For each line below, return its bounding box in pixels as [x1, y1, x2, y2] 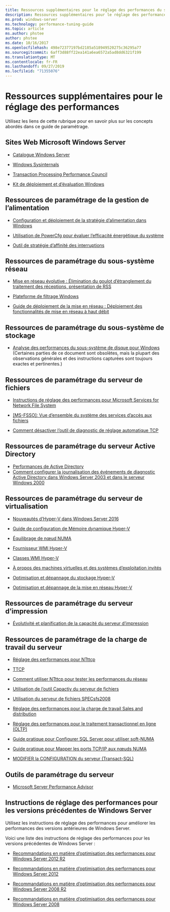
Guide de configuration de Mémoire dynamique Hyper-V [12, 525, 131, 531]
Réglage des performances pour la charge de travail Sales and [12, 706, 143, 712]
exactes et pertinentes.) [12, 361, 62, 367]
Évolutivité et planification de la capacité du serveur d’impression [12, 621, 149, 627]
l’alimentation [5, 204, 50, 212]
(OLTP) [12, 726, 28, 733]
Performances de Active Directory [12, 463, 84, 469]
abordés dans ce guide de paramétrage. [5, 123, 90, 129]
